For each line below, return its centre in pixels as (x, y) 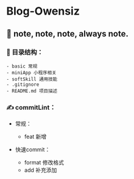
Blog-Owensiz (43, 11)
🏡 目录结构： (25, 52)
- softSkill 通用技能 (32, 79)
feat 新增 (35, 137)
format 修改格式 (44, 163)
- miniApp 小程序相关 (31, 72)
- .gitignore (23, 84)
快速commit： (33, 150)
